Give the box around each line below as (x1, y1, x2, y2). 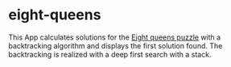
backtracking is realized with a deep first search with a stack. (8, 49, 212, 59)
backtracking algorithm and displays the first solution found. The (8, 40, 223, 50)
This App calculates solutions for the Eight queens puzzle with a (8, 32, 221, 42)
